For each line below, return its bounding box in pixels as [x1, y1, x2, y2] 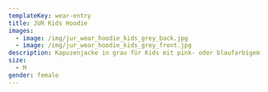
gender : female [8, 71, 59, 79]
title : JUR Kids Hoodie [8, 19, 88, 27]
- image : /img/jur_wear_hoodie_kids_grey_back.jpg [15, 34, 189, 42]
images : [8, 26, 35, 34]
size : [8, 57, 26, 65]
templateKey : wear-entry [8, 11, 91, 20]
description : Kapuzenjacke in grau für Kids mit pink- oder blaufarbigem [8, 49, 261, 57]
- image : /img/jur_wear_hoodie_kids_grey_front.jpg [15, 42, 193, 50]
